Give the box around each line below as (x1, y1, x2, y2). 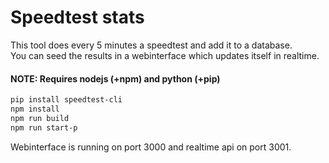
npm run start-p (10, 122, 78, 133)
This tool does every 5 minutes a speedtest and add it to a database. (10, 39, 293, 51)
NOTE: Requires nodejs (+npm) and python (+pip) (10, 72, 221, 85)
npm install (10, 104, 60, 115)
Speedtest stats (10, 6, 145, 29)
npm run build (10, 113, 70, 123)
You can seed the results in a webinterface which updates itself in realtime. (10, 49, 320, 61)
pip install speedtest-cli (10, 95, 123, 105)
